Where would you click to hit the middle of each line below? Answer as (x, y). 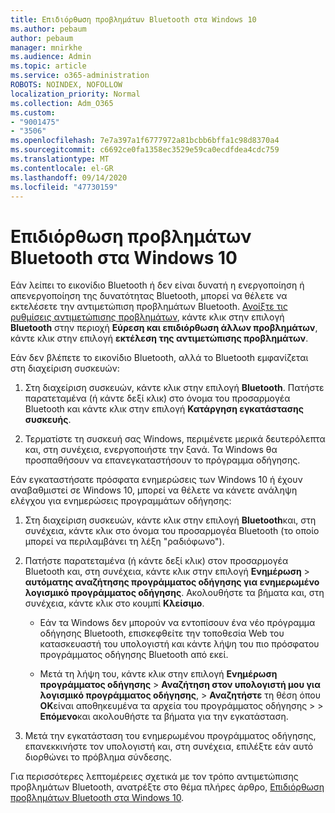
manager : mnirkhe (46, 47)
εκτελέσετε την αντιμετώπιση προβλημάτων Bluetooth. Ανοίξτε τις (149, 307)
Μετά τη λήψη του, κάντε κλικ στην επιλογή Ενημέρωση (158, 674)
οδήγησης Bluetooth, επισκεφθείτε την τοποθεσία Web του (162, 633)
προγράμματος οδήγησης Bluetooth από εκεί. (134, 655)
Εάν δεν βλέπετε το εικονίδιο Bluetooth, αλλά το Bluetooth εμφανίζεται (159, 358)
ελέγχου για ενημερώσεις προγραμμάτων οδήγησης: (121, 501)
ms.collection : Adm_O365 (62, 103)
